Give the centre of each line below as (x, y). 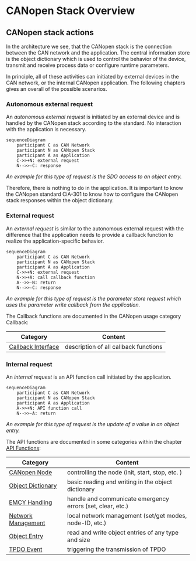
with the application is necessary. (46, 130)
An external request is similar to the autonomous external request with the (95, 228)
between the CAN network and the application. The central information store (98, 53)
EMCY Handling (31, 502)
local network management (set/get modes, (127, 515)
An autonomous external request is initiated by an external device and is (93, 117)
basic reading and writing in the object (119, 482)
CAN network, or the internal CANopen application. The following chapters (96, 83)
